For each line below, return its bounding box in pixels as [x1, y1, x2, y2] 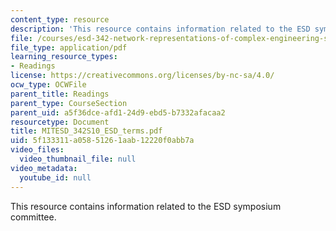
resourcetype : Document [10, 117, 110, 127]
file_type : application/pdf [10, 42, 128, 53]
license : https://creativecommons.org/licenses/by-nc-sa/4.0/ [10, 71, 275, 81]
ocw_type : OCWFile [10, 80, 87, 90]
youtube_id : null [19, 172, 92, 183]
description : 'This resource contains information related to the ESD [10, 24, 311, 34]
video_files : [10, 145, 65, 155]
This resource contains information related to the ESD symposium [10, 200, 282, 212]
